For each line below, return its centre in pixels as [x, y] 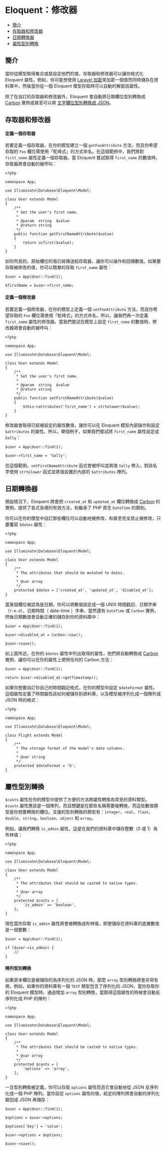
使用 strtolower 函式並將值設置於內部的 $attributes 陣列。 [70, 471]
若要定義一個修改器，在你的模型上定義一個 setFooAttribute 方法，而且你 [79, 309]
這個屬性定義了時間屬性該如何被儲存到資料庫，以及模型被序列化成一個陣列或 [83, 694]
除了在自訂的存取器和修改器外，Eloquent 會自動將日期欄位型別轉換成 [75, 96]
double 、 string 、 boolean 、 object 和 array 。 [50, 818]
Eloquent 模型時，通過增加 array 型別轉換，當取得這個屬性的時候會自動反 [85, 992]
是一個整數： [18, 930]
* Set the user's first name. [47, 376]
